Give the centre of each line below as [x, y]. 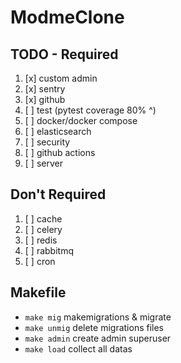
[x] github [45, 99]
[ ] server [43, 163]
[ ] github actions [60, 152]
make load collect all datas [78, 348]
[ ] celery [43, 229]
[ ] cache [43, 218]
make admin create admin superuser [98, 338]
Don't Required [58, 194]
